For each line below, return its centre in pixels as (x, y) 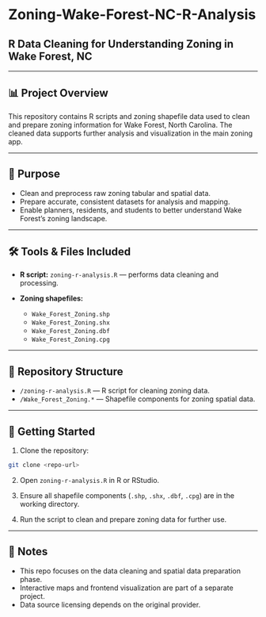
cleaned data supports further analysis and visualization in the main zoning (131, 133)
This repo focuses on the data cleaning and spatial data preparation (130, 571)
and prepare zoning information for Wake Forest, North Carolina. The (120, 125)
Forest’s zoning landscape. (63, 218)
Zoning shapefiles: (51, 298)
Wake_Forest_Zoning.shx (71, 323)
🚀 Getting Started (52, 431)
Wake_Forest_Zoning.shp (71, 315)
